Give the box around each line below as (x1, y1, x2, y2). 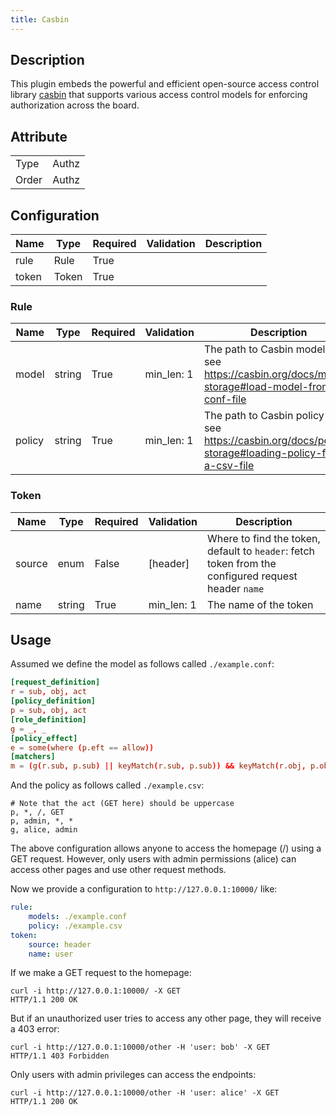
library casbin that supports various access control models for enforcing (10, 89, 308, 101)
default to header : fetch (207, 544, 316, 558)
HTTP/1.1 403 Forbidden (10, 1051, 110, 1061)
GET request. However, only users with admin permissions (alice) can (10, 853, 297, 865)
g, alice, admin (10, 825, 78, 835)
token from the (207, 556, 277, 570)
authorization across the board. (10, 99, 140, 111)
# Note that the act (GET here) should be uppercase (10, 799, 235, 809)
